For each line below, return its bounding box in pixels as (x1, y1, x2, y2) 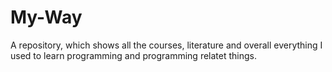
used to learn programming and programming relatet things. (10, 49, 257, 61)
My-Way (10, 6, 83, 29)
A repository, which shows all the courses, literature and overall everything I (10, 39, 323, 51)
